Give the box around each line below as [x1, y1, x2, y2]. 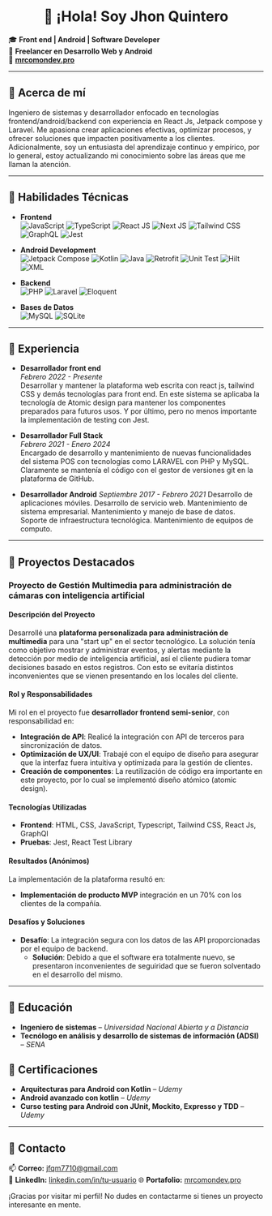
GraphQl [19, 829, 49, 839]
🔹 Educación [8, 1001, 73, 1015]
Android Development [19, 245, 96, 255]
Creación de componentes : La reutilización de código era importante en [19, 767, 263, 776]
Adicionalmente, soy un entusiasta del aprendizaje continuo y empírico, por [8, 142, 260, 152]
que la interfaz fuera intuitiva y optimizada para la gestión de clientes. [19, 758, 253, 767]
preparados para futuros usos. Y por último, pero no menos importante [19, 406, 257, 416]
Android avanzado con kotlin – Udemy [19, 1093, 151, 1102]
